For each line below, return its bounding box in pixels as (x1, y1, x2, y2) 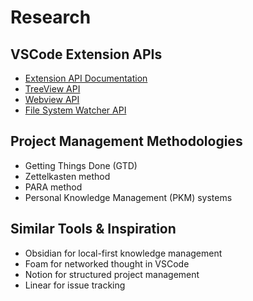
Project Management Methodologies (10, 133, 243, 150)
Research (10, 6, 92, 29)
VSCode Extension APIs (10, 46, 163, 63)
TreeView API (24, 83, 81, 95)
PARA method (24, 181, 83, 193)
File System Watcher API (24, 104, 127, 116)
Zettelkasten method (24, 170, 111, 182)
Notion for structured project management (24, 268, 200, 280)
